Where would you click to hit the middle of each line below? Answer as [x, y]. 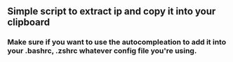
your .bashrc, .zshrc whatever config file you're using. [102, 51]
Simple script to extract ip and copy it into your [112, 11]
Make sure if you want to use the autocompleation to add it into [117, 42]
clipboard [29, 23]
